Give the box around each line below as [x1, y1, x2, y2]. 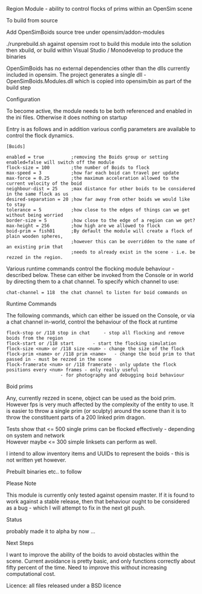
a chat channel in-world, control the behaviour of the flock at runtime [6, 318, 178, 325]
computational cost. [6, 570, 56, 577]
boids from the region [6, 335, 63, 341]
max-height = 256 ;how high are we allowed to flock [6, 223, 161, 229]
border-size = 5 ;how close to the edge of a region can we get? [6, 217, 196, 223]
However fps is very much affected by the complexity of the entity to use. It [6, 401, 194, 408]
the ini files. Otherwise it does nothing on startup [6, 114, 128, 121]
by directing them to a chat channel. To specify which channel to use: [6, 278, 179, 285]
